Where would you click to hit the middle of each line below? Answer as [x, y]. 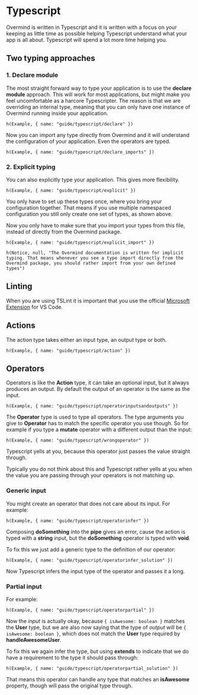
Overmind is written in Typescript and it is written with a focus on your [92, 27]
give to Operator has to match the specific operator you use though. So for [98, 423]
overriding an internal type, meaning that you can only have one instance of [98, 107]
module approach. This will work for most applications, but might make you [98, 94]
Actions [21, 326]
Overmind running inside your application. [57, 113]
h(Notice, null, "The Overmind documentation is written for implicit [95, 253]
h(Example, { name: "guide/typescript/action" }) [69, 350]
